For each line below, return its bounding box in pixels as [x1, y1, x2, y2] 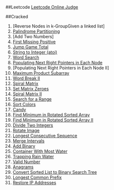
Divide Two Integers [12, 122, 53, 128]
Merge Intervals [12, 138, 45, 144]
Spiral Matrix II [12, 91, 42, 97]
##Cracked [5, 14, 28, 19]
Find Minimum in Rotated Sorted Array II [12, 117, 93, 123]
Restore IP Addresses [12, 180, 57, 186]
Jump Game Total [12, 44, 48, 50]
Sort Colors [12, 102, 36, 107]
